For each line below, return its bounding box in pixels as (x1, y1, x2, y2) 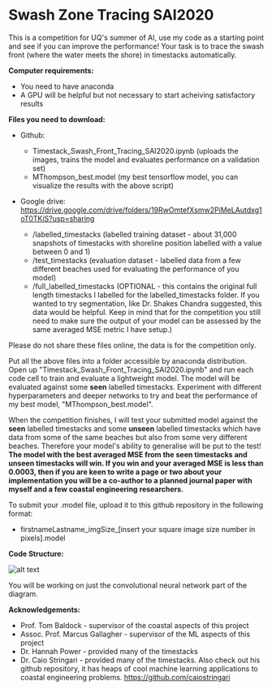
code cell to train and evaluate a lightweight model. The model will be (8, 373, 240, 383)
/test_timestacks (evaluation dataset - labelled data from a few (32, 255, 241, 265)
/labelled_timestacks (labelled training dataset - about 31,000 (32, 229, 237, 239)
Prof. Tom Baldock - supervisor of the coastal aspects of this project (19, 620, 249, 630)
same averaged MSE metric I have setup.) (32, 324, 173, 334)
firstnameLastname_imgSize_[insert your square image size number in (19, 524, 256, 534)
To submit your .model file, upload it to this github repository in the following (8, 500, 264, 509)
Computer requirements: (8, 65, 94, 75)
